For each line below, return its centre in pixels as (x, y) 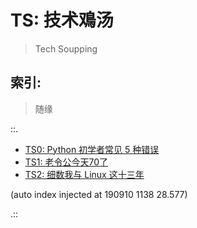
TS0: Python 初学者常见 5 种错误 (92, 149)
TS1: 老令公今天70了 (66, 162)
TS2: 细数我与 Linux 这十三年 (84, 174)
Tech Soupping (66, 48)
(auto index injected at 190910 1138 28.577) (99, 194)
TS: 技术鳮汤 (62, 20)
